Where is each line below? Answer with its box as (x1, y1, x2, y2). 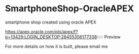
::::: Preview (97, 34, 121, 40)
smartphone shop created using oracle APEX (5, 19, 97, 25)
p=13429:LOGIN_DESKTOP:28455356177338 (5, 34, 97, 40)
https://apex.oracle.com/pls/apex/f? (5, 28, 78, 34)
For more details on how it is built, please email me (5, 43, 108, 49)
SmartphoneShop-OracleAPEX (5, 3, 134, 14)
